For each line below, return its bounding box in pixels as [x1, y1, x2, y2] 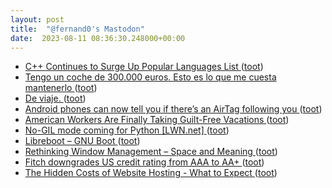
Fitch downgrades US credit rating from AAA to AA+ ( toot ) [24, 156, 265, 168]
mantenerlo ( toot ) [24, 82, 98, 94]
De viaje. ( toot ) [24, 92, 87, 105]
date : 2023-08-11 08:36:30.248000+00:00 [10, 33, 186, 43]
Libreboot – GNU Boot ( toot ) [24, 135, 141, 147]
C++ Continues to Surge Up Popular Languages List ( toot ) [24, 61, 264, 73]
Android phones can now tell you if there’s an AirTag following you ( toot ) [24, 103, 323, 115]
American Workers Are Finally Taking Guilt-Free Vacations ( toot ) [24, 114, 290, 126]
